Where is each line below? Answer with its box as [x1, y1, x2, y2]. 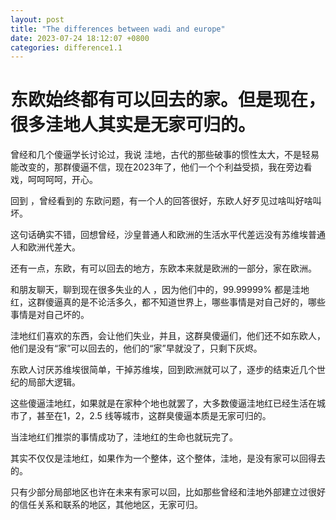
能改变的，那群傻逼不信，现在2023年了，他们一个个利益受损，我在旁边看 [10, 161, 313, 173]
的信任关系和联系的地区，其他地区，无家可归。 [10, 499, 203, 511]
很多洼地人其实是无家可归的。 [10, 114, 257, 136]
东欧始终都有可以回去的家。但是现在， [10, 89, 327, 111]
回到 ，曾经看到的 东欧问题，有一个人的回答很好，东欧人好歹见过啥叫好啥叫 [10, 195, 322, 207]
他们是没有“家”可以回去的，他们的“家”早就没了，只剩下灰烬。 [10, 342, 263, 355]
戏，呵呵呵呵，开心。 [10, 174, 98, 186]
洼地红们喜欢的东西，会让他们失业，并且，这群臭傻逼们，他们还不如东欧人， [10, 330, 326, 342]
